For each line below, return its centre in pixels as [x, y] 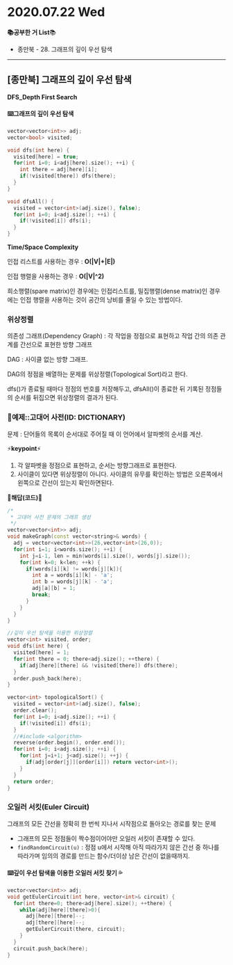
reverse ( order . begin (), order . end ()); [70, 743]
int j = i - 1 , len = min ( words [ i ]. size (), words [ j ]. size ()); [105, 556]
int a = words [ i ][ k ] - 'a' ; [72, 575]
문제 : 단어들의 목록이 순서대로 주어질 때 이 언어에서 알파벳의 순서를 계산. [105, 434]
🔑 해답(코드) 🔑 [25, 497]
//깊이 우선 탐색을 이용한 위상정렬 [50, 633]
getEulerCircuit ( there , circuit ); [76, 930]
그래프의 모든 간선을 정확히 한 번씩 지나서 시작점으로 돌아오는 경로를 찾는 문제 [112, 823]
